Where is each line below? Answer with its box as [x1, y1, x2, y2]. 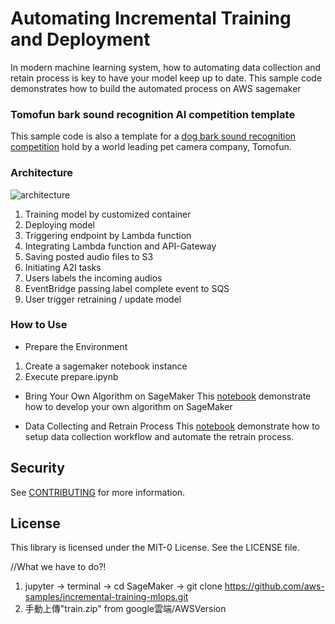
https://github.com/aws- [224, 580, 325, 592]
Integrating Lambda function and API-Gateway [24, 240, 217, 252]
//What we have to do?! [10, 561, 107, 573]
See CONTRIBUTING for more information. [10, 486, 186, 498]
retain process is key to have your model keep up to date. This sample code [10, 72, 323, 84]
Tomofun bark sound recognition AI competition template [10, 107, 296, 121]
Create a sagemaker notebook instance [24, 360, 188, 372]
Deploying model [24, 218, 95, 231]
